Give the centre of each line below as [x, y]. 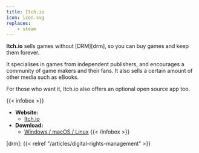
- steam [27, 29]
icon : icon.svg [25, 18]
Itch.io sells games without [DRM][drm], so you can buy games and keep [98, 46]
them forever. [23, 53]
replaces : [19, 23]
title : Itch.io [25, 12]
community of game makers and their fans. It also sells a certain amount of [99, 71]
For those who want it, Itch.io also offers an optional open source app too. [98, 89]
